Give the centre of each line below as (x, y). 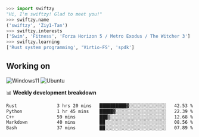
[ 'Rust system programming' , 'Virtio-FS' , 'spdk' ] (70, 48)
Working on (28, 66)
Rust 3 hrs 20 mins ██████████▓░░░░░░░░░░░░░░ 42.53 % (100, 106)
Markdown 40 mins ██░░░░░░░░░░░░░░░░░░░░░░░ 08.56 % (100, 123)
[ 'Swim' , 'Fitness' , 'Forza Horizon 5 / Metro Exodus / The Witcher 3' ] (98, 36)
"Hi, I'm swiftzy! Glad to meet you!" (54, 14)
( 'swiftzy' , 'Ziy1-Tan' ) (37, 25)
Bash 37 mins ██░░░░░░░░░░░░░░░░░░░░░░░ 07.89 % (100, 128)
